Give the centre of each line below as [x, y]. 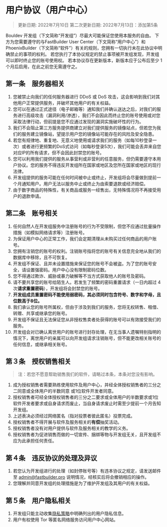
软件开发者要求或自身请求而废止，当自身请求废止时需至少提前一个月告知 [87, 404]
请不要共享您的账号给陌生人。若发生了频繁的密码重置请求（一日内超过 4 [87, 282]
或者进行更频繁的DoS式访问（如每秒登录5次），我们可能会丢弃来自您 [91, 146]
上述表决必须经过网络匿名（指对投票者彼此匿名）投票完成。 [74, 416]
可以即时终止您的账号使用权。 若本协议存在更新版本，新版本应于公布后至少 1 [84, 60]
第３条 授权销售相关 [38, 361]
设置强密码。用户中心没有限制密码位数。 [67, 269]
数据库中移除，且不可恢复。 [41, 257]
